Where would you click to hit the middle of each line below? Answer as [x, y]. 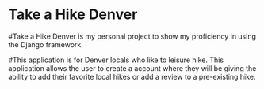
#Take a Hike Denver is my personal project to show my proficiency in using [132, 36]
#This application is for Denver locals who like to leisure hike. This [116, 60]
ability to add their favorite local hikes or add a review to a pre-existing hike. [132, 76]
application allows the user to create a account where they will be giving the [132, 68]
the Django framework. [46, 44]
